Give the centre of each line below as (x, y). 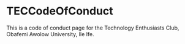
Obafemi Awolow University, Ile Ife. (50, 34)
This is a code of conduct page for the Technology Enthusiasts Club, (93, 28)
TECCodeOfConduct (60, 11)
